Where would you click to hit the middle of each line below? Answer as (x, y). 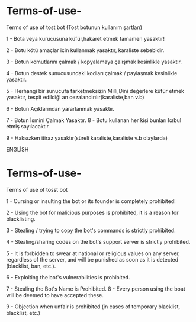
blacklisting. (21, 219)
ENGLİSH (17, 149)
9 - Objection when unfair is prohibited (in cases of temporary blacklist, (93, 307)
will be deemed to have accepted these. (55, 295)
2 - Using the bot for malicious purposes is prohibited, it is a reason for (92, 212)
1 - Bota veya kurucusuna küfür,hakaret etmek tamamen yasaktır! (85, 38)
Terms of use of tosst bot (37, 189)
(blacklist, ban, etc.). (31, 266)
